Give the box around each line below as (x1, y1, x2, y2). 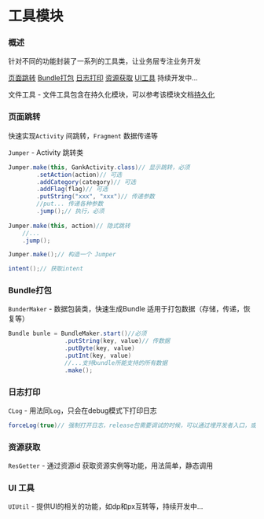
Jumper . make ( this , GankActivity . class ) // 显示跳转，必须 (8, 163, 190, 171)
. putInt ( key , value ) (64, 352, 132, 360)
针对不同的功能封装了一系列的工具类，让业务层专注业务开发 (8, 57, 201, 66)
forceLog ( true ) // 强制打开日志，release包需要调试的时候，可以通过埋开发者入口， (8, 421, 251, 429)
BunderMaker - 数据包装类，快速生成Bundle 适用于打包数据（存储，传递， (8, 304, 244, 314)
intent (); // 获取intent (8, 265, 84, 273)
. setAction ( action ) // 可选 (36, 171, 123, 179)
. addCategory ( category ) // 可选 (36, 178, 137, 186)
